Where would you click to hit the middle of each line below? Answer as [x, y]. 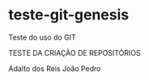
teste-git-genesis [69, 15]
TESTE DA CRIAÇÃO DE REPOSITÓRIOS [74, 53]
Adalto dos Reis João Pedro [55, 68]
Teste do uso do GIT [43, 37]
